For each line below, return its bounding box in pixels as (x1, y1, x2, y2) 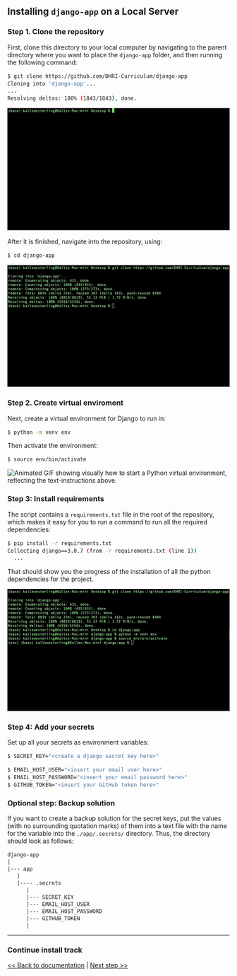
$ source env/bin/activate (7, 456, 87, 463)
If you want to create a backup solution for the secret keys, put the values (7, 814, 221, 822)
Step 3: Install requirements (7, 494, 104, 504)
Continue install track (7, 945, 83, 955)
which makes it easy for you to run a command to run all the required (7, 517, 208, 526)
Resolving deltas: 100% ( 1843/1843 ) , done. (7, 95, 138, 102)
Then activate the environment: (7, 442, 99, 450)
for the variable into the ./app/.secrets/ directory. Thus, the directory (7, 829, 211, 837)
